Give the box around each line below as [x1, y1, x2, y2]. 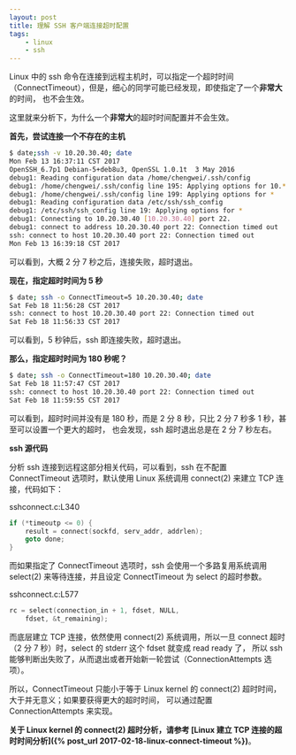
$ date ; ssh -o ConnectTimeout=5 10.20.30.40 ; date [9, 293, 203, 302]
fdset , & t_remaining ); [25, 614, 109, 623]
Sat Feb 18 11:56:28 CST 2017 [9, 301, 121, 310]
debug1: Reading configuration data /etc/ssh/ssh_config [9, 198, 224, 207]
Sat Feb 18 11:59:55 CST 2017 [9, 396, 121, 404]
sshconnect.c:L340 [9, 501, 80, 512]
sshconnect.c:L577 [9, 589, 80, 600]
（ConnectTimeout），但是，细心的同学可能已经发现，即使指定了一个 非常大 [9, 82, 283, 93]
